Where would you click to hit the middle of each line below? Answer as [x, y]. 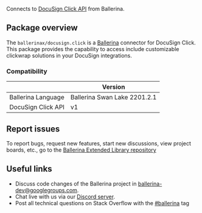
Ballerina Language [37, 97]
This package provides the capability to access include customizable [93, 49]
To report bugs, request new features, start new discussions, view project [99, 143]
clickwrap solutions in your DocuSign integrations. [69, 55]
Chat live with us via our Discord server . [65, 197]
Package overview [42, 28]
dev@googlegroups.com [46, 190]
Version [113, 87]
